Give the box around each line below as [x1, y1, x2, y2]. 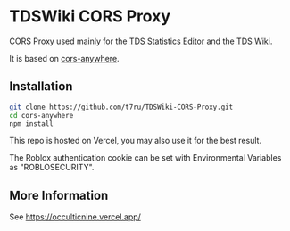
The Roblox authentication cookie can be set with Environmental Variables [9, 153, 282, 163]
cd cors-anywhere [9, 111, 74, 120]
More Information [9, 187, 109, 202]
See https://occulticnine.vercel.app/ [9, 211, 141, 222]
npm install [9, 119, 54, 128]
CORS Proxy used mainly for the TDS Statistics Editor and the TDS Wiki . [9, 36, 273, 46]
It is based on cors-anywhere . [9, 53, 120, 63]
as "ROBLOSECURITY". [9, 162, 95, 173]
